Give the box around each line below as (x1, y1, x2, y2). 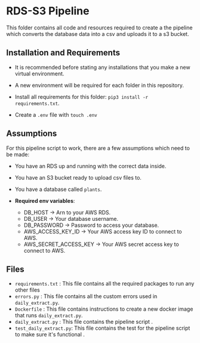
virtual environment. (14, 70, 64, 77)
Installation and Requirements (6, 48, 121, 58)
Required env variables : (14, 197, 75, 204)
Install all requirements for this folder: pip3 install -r (14, 93, 149, 100)
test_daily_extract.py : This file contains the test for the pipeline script (14, 324, 190, 332)
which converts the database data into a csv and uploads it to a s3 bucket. (6, 30, 189, 37)
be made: (6, 151, 30, 158)
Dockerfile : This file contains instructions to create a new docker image (14, 305, 193, 312)
